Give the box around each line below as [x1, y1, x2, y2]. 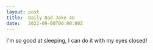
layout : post [6, 9, 40, 15]
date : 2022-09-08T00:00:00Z [6, 20, 84, 26]
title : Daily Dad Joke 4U [6, 15, 75, 21]
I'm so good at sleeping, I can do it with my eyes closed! [6, 37, 148, 45]
